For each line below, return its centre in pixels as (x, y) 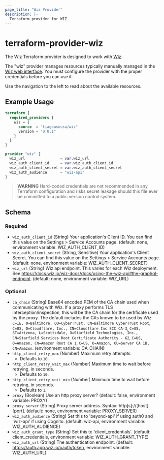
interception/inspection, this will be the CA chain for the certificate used (85, 312)
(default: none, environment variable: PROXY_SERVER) (82, 411)
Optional (16, 291)
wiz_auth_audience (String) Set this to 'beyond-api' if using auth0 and (82, 416)
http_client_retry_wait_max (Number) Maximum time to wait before (82, 364)
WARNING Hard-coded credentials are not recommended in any (82, 186)
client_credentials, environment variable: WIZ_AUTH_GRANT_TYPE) (81, 437)
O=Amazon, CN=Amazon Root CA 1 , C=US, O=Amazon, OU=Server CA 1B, (81, 343)
